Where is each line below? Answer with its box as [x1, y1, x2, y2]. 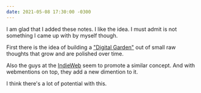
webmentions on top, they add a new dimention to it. [6, 68, 138, 75]
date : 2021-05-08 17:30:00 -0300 [6, 8, 91, 15]
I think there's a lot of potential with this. [6, 80, 107, 87]
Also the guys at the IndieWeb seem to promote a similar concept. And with [6, 62, 196, 69]
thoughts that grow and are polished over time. [6, 50, 124, 57]
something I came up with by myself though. [6, 31, 118, 39]
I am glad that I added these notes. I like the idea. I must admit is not [6, 25, 177, 33]
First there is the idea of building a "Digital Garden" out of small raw [6, 43, 176, 51]
